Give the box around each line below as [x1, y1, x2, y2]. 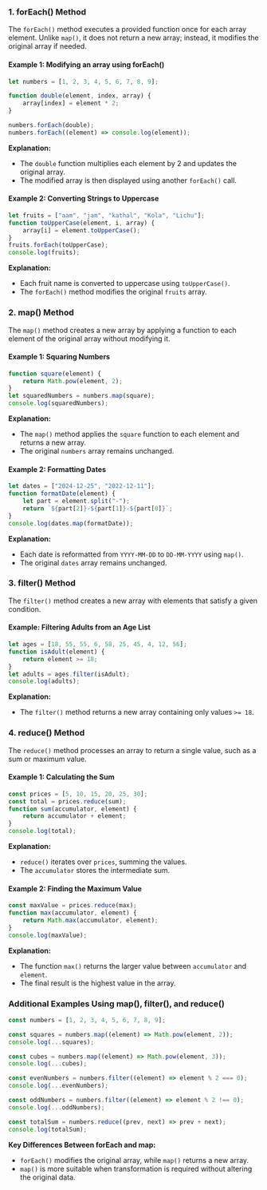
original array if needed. [8, 42, 88, 51]
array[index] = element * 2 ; [22, 99, 120, 108]
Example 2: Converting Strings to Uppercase [8, 194, 159, 204]
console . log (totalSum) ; [8, 1125, 88, 1133]
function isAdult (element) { [8, 648, 105, 656]
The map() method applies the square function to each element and [19, 430, 240, 439]
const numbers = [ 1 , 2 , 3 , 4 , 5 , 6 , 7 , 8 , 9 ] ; [8, 1016, 166, 1024]
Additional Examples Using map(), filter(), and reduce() [8, 998, 225, 1009]
